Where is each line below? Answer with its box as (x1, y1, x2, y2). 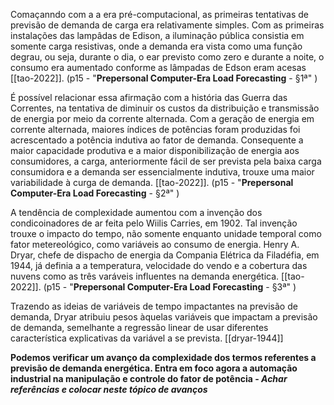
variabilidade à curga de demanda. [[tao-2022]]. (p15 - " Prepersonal (10, 177, 294, 188)
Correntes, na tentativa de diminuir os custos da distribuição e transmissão (10, 102, 320, 114)
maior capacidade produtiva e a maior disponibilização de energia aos (10, 145, 300, 156)
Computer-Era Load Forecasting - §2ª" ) (10, 187, 180, 199)
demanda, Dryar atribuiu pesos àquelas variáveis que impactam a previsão (10, 311, 318, 323)
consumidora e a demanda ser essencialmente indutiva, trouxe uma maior (10, 166, 315, 178)
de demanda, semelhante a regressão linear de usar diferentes (10, 322, 269, 333)
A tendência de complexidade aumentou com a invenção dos (10, 207, 263, 218)
